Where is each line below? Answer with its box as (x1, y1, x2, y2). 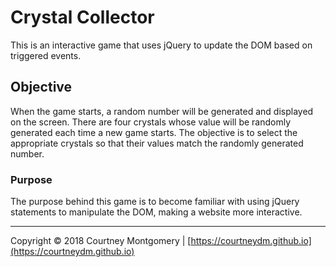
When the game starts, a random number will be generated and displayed (10, 105, 314, 117)
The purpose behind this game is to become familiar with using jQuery (10, 196, 300, 208)
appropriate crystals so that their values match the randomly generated (10, 137, 304, 149)
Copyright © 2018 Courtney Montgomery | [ (10, 235, 192, 247)
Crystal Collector (10, 6, 155, 29)
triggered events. (10, 49, 82, 61)
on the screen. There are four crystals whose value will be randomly (10, 116, 292, 128)
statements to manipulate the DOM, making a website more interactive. (10, 206, 303, 218)
